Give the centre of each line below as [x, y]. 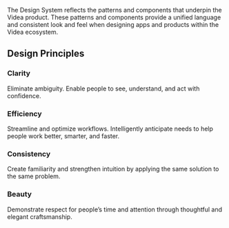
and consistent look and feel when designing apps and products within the [113, 25]
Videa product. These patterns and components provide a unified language [114, 17]
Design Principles [46, 54]
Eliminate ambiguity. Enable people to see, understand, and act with [103, 88]
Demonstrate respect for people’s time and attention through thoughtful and [115, 209]
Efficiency [25, 113]
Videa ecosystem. [33, 32]
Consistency [29, 153]
